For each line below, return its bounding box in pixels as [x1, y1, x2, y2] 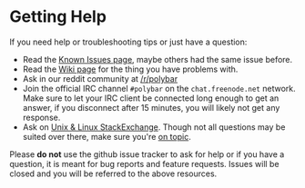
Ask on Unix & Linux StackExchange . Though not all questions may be [22, 121, 286, 133]
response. [22, 112, 61, 123]
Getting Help [9, 6, 107, 27]
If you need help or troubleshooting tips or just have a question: [9, 36, 248, 47]
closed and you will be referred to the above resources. [9, 168, 218, 179]
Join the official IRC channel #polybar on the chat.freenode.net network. [22, 83, 296, 94]
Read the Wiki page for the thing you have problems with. [22, 64, 239, 74]
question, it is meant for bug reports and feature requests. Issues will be [9, 158, 280, 169]
